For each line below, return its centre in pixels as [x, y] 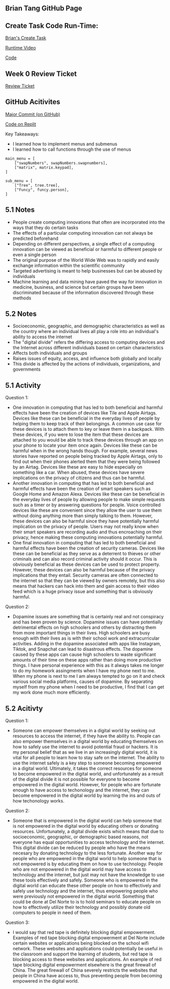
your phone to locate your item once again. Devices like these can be [85, 446]
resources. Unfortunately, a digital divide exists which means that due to [88, 832]
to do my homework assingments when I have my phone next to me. [84, 671]
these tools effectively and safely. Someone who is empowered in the [85, 880]
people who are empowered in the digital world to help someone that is [87, 859]
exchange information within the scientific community [69, 265]
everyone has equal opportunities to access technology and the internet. [89, 842]
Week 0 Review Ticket [41, 74]
